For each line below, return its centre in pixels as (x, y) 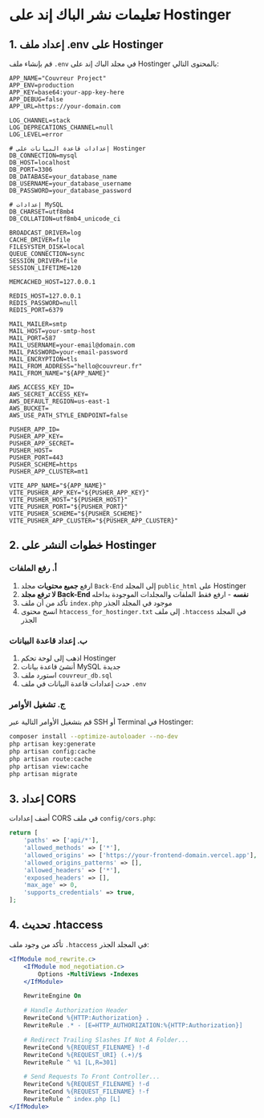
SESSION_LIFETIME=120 (45, 268)
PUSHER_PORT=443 (36, 457)
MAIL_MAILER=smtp (38, 324)
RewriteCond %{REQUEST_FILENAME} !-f (87, 1092)
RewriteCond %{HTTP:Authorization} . (87, 1018)
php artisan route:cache (51, 759)
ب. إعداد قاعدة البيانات (48, 640)
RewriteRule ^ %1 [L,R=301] (70, 1062)
